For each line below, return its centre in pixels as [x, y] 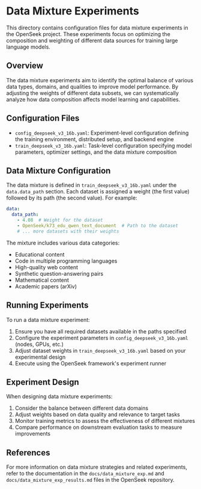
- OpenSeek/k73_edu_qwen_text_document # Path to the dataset [98, 226]
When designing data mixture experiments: [59, 396]
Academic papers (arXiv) [46, 286]
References [28, 453]
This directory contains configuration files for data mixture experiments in [97, 28]
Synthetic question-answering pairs [59, 273]
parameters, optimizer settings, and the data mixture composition [96, 152]
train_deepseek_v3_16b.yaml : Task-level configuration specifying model [103, 145]
